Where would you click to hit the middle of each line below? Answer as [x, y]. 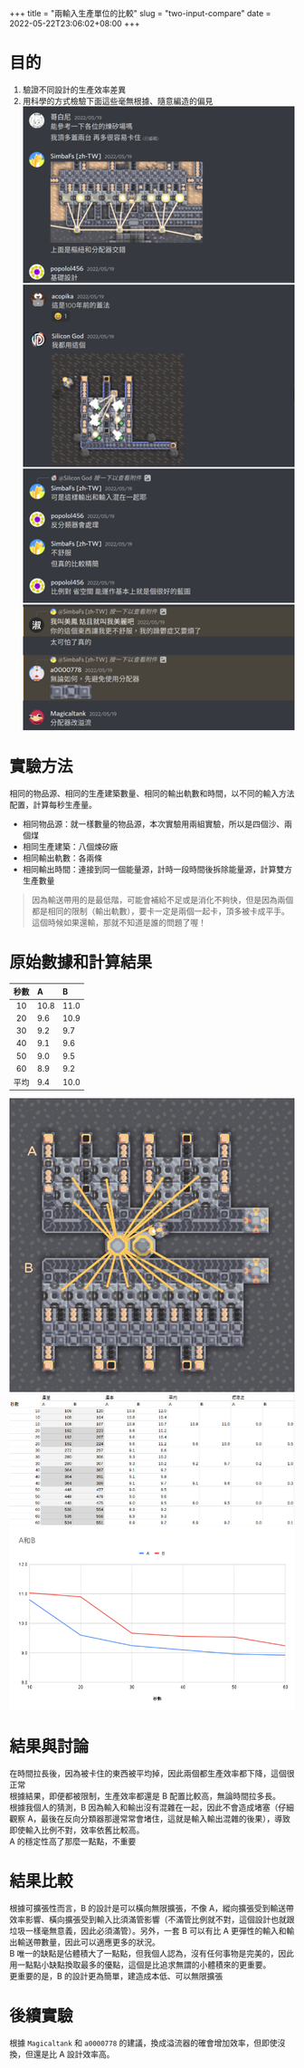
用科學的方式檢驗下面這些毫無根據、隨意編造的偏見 [118, 101]
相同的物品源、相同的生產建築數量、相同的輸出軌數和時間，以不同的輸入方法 [152, 793]
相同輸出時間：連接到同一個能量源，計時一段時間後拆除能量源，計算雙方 [157, 869]
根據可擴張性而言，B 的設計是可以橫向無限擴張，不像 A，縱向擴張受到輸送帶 [152, 1909]
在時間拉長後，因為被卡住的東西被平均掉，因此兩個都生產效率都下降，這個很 [152, 1774]
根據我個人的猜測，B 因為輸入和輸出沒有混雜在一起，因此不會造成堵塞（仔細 [152, 1808]
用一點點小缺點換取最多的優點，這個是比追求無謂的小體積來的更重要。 [140, 1965]
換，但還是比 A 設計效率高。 [62, 2054]
